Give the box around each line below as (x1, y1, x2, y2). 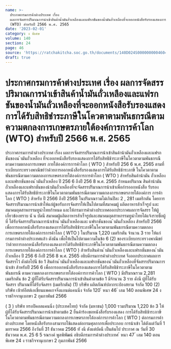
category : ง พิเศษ (5, 31, 40, 36)
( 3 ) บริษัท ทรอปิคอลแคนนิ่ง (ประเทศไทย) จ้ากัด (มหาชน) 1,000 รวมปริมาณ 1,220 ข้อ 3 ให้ (5, 303, 164, 309)
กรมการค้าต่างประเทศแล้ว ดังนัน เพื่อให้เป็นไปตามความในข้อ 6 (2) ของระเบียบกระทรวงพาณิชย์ (5, 235, 163, 242)
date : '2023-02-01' (5, 26, 47, 32)
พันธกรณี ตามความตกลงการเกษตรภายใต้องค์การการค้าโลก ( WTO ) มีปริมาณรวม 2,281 (5, 270, 155, 276)
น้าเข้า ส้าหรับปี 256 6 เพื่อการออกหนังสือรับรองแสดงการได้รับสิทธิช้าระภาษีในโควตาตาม (5, 264, 153, 271)
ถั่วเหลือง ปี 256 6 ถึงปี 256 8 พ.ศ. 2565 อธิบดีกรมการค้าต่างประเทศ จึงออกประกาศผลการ (5, 253, 161, 259)
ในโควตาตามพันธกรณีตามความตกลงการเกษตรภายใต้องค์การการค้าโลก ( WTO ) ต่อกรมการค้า (5, 314, 164, 321)
